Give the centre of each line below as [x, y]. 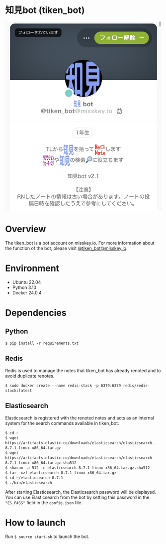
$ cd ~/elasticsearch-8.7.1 [34, 478]
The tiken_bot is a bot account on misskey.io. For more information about [80, 243]
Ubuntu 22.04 [27, 282]
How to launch [36, 522]
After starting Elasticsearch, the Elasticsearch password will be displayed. [81, 492]
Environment [32, 268]
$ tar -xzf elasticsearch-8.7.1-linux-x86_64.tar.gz [61, 473]
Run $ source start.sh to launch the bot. [47, 537]
